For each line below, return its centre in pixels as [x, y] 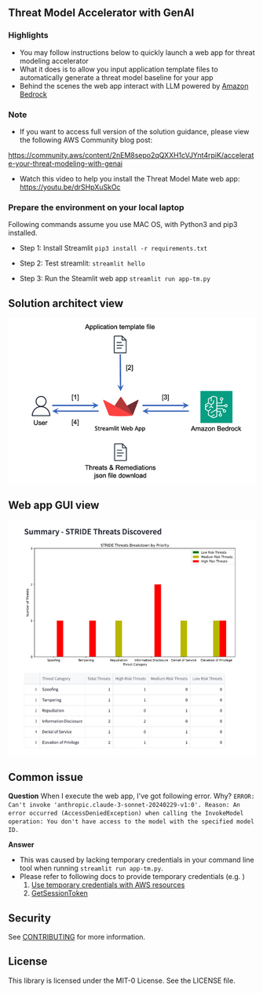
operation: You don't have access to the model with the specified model [131, 822]
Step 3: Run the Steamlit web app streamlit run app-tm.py [115, 279]
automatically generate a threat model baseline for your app [116, 77]
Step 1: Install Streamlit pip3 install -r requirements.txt [113, 248]
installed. [23, 233]
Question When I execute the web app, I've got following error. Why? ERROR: [131, 796]
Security [29, 918]
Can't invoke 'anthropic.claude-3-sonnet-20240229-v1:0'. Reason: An [124, 805]
